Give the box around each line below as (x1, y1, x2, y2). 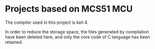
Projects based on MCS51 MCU (5, 3, 133, 15)
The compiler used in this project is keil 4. (5, 19, 88, 25)
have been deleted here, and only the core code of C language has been (5, 34, 151, 40)
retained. (5, 39, 23, 45)
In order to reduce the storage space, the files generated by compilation (5, 29, 149, 34)
